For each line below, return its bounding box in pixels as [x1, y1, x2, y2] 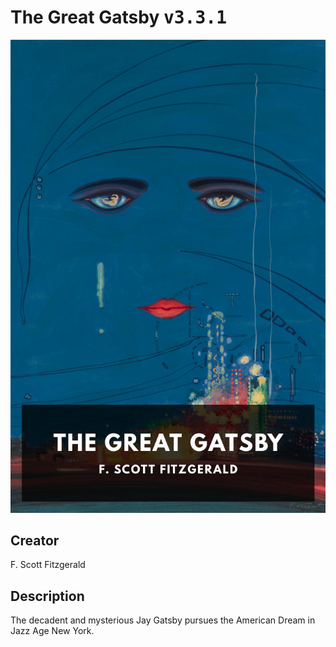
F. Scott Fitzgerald [10, 559, 86, 571]
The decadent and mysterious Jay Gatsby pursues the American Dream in [10, 614, 316, 626]
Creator [10, 532, 60, 550]
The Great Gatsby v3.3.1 [10, 6, 228, 29]
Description [10, 587, 85, 605]
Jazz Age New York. [10, 625, 95, 637]
